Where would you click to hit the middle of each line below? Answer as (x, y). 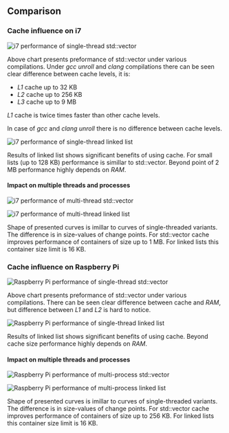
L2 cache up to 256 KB (50, 94)
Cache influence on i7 (44, 31)
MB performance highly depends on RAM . (67, 169)
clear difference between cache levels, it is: (69, 74)
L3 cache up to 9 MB (47, 102)
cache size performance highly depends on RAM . (77, 344)
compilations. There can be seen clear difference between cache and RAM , (114, 302)
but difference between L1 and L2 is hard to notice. (79, 310)
